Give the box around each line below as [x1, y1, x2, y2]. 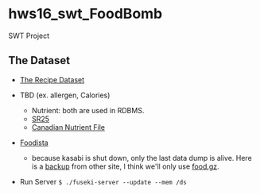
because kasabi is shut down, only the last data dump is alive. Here [31, 153, 252, 162]
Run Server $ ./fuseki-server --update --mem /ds [19, 177, 187, 186]
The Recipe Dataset [19, 74, 85, 84]
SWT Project [8, 31, 50, 40]
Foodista [19, 138, 49, 147]
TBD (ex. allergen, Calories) [19, 90, 111, 100]
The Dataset [8, 54, 70, 67]
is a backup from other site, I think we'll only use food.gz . [31, 162, 220, 171]
